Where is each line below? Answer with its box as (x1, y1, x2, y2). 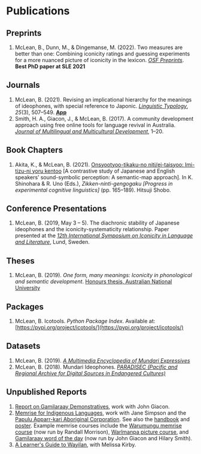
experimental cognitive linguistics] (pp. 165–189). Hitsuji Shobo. (14, 186, 172, 194)
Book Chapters (6, 145, 63, 155)
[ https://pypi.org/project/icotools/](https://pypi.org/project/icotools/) (14, 324, 184, 331)
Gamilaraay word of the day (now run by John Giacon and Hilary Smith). (14, 434, 193, 441)
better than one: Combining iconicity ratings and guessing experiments (14, 50, 190, 57)
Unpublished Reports (6, 387, 87, 397)
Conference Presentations (6, 204, 106, 214)
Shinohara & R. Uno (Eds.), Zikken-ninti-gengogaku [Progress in (14, 180, 173, 187)
